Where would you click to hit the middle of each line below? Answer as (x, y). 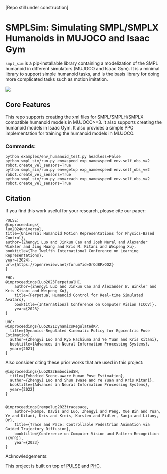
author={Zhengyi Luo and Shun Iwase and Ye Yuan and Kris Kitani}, (82, 380)
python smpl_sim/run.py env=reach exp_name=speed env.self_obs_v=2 (78, 179)
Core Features (28, 105)
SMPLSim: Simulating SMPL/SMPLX (82, 28)
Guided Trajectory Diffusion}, (38, 429)
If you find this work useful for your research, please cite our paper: (76, 211)
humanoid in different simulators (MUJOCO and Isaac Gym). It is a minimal (82, 68)
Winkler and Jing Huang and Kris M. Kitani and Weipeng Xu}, (71, 247)
